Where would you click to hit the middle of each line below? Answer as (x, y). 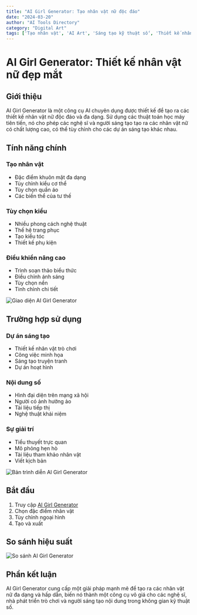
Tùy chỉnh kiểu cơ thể (40, 183)
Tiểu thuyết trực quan (41, 442)
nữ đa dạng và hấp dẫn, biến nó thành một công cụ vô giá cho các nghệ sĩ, (96, 595)
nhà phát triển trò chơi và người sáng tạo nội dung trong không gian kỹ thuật (98, 601)
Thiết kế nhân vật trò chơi (45, 349)
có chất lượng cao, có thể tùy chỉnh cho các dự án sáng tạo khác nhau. (92, 129)
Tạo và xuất (28, 523)
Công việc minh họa (39, 355)
